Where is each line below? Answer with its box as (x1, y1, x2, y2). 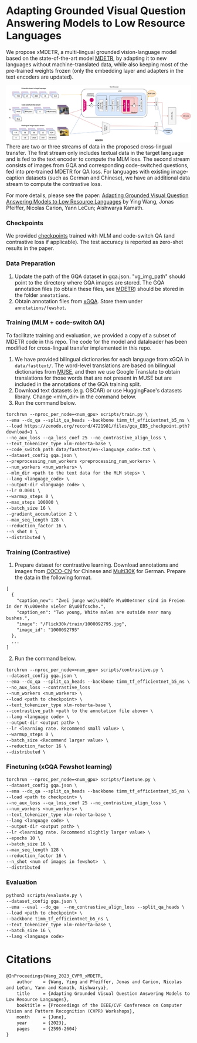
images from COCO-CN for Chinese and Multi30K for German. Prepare (14, 568, 186, 575)
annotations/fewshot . (14, 304, 66, 311)
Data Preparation (6, 259, 56, 267)
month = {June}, (16, 1014, 67, 1020)
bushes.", (6, 615, 30, 621)
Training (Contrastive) (6, 548, 70, 556)
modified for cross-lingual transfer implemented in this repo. (6, 344, 152, 351)
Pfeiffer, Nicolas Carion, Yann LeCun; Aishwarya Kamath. (6, 204, 144, 211)
